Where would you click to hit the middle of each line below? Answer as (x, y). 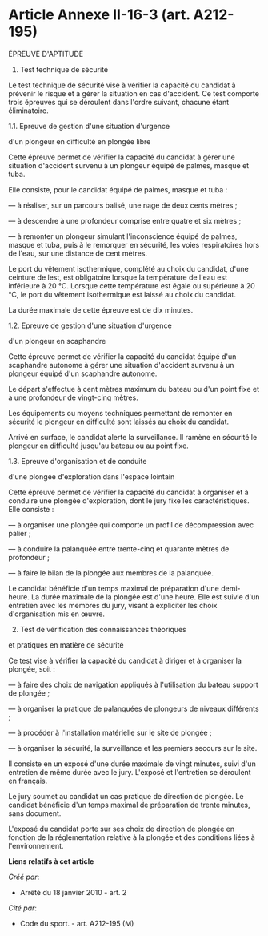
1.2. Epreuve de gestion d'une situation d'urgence (90, 325)
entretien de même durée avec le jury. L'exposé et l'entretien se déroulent (130, 772)
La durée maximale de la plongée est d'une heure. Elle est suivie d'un (145, 597)
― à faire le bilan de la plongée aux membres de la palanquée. (111, 573)
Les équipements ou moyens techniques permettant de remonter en (120, 413)
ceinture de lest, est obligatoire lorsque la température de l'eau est (118, 277)
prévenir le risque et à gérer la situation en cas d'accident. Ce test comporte (134, 93)
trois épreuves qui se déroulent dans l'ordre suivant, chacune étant (119, 102)
